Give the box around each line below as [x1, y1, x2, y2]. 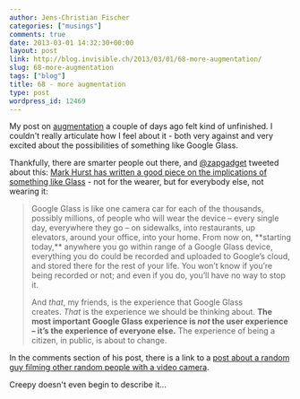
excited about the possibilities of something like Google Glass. [9, 140, 239, 151]
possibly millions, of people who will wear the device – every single [30, 213, 279, 224]
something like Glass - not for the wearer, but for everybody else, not [9, 177, 264, 187]
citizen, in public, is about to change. [30, 335, 167, 346]
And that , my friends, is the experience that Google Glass [30, 297, 244, 308]
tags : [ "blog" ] [9, 72, 66, 81]
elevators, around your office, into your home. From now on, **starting [30, 232, 292, 243]
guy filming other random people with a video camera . [9, 362, 210, 373]
